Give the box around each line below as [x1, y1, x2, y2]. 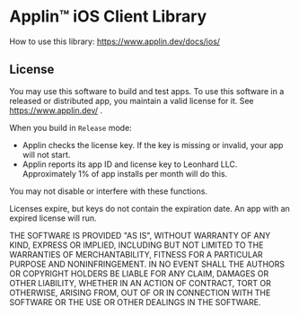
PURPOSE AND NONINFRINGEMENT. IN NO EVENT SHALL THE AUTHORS [9, 258, 286, 269]
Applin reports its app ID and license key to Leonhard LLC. [22, 159, 238, 170]
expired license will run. [9, 213, 97, 223]
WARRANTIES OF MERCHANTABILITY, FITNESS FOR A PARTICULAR [9, 249, 263, 259]
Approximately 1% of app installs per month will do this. [22, 168, 228, 179]
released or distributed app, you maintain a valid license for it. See [9, 95, 254, 106]
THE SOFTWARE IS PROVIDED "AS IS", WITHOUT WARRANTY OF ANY [9, 230, 271, 241]
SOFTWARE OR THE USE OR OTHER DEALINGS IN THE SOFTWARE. [9, 296, 261, 307]
